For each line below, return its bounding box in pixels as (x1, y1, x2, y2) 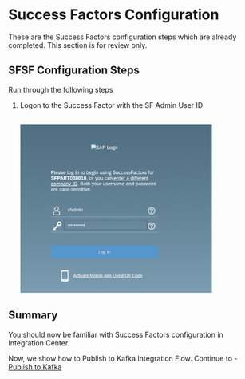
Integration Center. (8, 338, 70, 348)
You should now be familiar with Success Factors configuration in (8, 330, 223, 339)
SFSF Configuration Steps (8, 64, 140, 77)
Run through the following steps (8, 85, 113, 94)
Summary (8, 309, 58, 322)
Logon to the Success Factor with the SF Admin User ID (19, 100, 204, 109)
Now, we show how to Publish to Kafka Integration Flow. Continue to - (8, 353, 238, 363)
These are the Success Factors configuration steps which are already (8, 32, 237, 41)
